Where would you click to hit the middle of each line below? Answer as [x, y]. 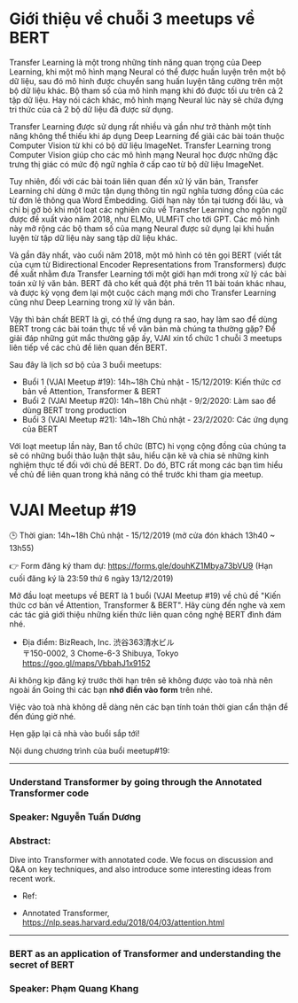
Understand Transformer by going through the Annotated [136, 781]
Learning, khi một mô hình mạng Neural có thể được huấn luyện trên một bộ [148, 72]
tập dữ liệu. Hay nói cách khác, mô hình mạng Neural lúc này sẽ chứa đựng [146, 100]
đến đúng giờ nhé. [43, 716]
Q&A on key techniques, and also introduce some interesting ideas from [141, 869]
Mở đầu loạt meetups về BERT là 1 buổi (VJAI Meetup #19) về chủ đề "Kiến [145, 595]
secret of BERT [42, 964]
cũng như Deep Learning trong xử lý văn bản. [92, 302]
